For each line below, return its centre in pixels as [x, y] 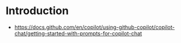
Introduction [37, 11]
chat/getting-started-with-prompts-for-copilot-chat [78, 33]
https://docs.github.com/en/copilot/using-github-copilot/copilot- [94, 27]
